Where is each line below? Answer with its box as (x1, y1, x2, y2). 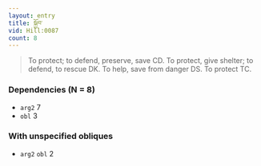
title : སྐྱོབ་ (8, 19, 43, 27)
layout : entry (8, 11, 56, 20)
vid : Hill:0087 (8, 26, 59, 34)
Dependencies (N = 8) (8, 85, 96, 96)
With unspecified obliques (8, 131, 114, 142)
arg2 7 (19, 102, 42, 112)
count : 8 (8, 34, 38, 42)
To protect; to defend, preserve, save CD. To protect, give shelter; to (27, 56, 254, 65)
